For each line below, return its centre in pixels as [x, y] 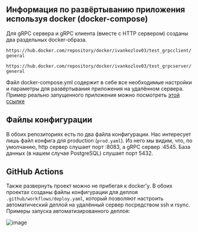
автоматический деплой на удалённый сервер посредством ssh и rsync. [98, 205]
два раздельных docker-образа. [47, 39]
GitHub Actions [35, 172]
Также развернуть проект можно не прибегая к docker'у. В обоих [89, 186]
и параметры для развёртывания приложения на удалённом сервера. [95, 88]
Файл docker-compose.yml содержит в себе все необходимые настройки [99, 82]
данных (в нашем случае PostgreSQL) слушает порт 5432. [80, 153]
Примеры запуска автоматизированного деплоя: [68, 211]
